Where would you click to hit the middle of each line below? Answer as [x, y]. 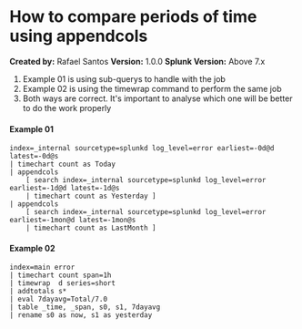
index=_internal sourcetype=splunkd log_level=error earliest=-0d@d [142, 149]
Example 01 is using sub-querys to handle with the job [124, 78]
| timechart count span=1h [60, 275]
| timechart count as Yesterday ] [91, 196]
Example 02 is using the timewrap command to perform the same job [152, 88]
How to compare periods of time [133, 17]
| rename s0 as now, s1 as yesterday [81, 315]
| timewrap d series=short [63, 283]
